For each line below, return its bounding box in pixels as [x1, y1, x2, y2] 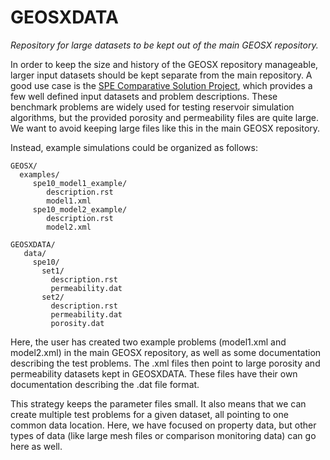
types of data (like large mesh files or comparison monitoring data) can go [10, 429, 317, 441]
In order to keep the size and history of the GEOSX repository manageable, [10, 58, 319, 70]
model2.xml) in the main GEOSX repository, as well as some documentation [10, 346, 322, 358]
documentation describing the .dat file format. [10, 378, 200, 390]
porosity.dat [50, 318, 105, 328]
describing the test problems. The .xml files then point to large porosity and [10, 357, 321, 369]
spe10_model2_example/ [32, 204, 128, 215]
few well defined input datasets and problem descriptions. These [10, 90, 278, 102]
